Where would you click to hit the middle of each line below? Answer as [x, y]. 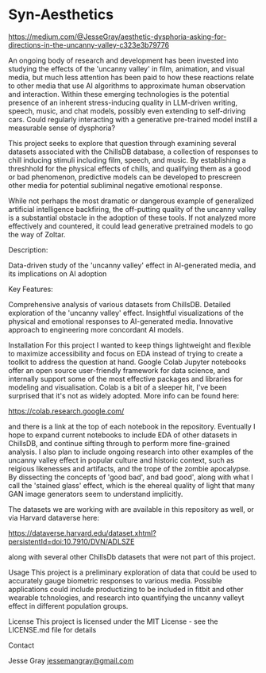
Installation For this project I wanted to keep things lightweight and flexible [130, 345]
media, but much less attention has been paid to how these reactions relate [131, 77]
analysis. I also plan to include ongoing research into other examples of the [131, 452]
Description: [28, 250]
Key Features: [31, 289]
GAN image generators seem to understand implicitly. [96, 494]
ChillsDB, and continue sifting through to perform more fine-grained [119, 443]
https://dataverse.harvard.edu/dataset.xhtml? [82, 533]
